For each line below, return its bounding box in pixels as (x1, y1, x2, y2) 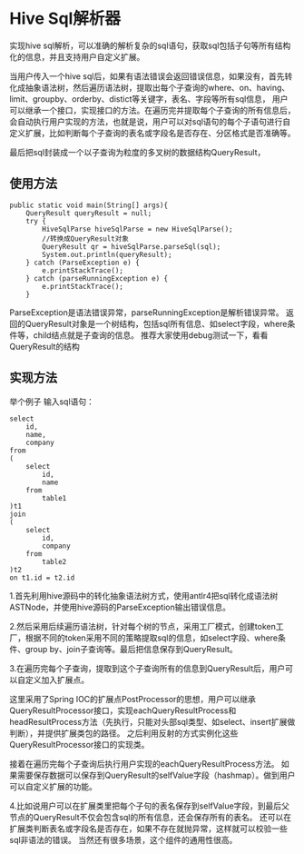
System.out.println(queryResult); (42, 250, 172, 259)
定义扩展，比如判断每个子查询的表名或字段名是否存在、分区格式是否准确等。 (9, 127, 296, 138)
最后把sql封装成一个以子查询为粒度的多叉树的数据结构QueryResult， (9, 146, 266, 157)
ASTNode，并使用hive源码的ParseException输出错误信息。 (9, 601, 231, 612)
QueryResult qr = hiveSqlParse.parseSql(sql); (42, 242, 221, 251)
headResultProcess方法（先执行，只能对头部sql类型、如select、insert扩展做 (9, 716, 296, 727)
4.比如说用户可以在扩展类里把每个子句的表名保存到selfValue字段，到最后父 (9, 800, 290, 811)
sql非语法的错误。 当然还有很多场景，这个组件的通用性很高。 (9, 834, 238, 845)
